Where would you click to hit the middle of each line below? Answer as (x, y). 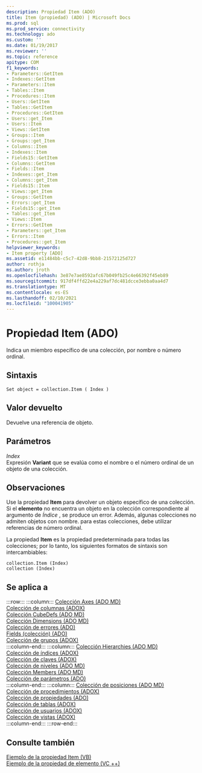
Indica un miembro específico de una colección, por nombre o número (94, 350)
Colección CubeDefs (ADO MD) (46, 615)
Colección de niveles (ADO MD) (46, 666)
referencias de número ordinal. (45, 528)
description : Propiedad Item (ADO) (51, 12)
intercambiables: (27, 552)
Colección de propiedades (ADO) (48, 698)
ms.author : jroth (28, 270)
